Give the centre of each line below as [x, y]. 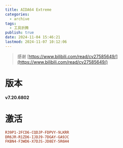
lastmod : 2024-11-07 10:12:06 [36, 42]
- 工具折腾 [19, 28]
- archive [19, 19]
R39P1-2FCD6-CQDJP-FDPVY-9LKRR [37, 132]
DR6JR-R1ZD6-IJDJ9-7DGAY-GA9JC [37, 137]
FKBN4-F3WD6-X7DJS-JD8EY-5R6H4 [37, 142]
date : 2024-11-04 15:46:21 [33, 37]
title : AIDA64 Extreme [28, 10]
